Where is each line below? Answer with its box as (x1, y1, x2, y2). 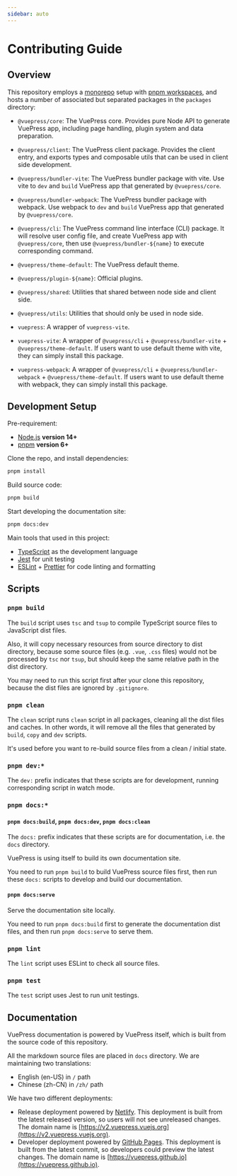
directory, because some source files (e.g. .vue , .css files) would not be (7, 647, 217, 655)
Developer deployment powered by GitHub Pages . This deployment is (17, 1138, 221, 1146)
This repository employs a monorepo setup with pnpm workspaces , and (7, 88, 217, 96)
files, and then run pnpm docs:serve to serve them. (7, 927, 154, 935)
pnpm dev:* (7, 761, 45, 770)
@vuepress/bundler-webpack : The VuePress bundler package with (17, 195, 207, 204)
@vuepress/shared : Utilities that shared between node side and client (17, 287, 216, 296)
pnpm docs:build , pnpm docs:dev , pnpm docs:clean (7, 817, 151, 825)
